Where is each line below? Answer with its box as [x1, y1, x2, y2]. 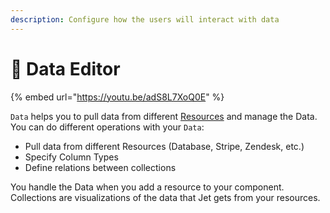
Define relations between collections [24, 161, 177, 173]
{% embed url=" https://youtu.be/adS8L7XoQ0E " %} [10, 91, 225, 103]
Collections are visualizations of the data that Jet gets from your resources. [10, 191, 321, 203]
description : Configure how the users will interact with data [10, 14, 280, 25]
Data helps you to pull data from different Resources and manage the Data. [10, 110, 318, 122]
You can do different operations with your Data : [10, 121, 205, 133]
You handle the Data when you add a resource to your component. [10, 181, 285, 193]
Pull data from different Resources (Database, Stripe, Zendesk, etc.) [24, 140, 305, 152]
